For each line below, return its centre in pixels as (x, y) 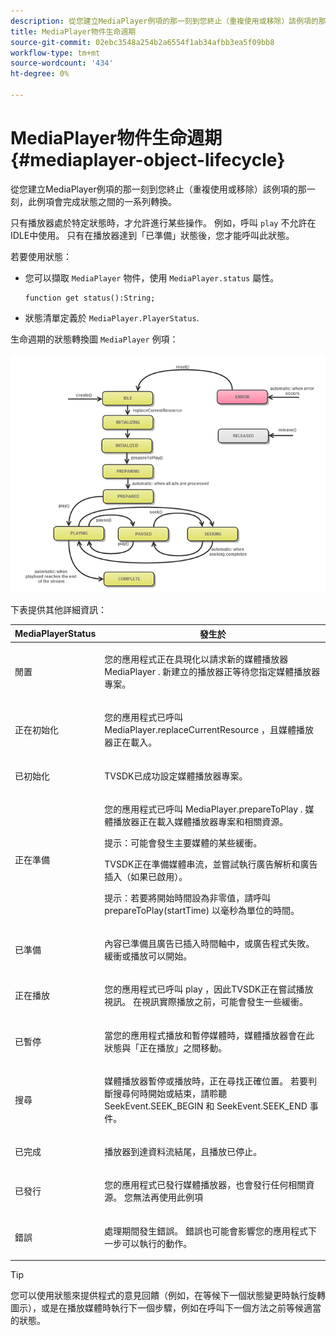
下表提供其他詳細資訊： (58, 610)
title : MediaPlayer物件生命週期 (73, 31)
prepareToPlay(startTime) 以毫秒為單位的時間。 (202, 910)
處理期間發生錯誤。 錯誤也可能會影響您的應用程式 (206, 1231)
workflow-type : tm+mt (55, 53)
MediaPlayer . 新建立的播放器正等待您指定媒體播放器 (212, 671)
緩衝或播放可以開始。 (148, 956)
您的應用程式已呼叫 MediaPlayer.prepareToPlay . (203, 809)
